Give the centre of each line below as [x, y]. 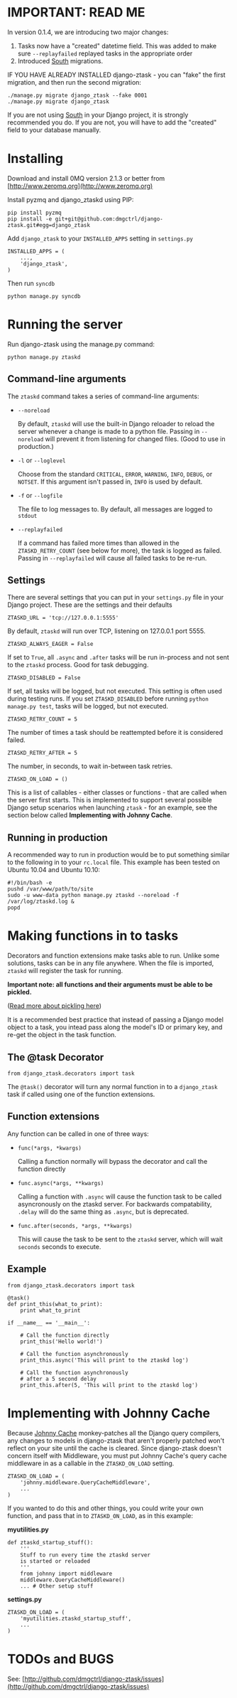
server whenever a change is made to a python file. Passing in [109, 431]
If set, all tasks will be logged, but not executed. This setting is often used [115, 691]
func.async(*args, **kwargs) [61, 1183]
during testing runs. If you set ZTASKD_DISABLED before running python [108, 699]
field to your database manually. [54, 129]
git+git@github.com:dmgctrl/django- [109, 219]
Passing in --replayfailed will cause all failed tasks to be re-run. [112, 558]
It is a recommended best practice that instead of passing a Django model [115, 1020]
